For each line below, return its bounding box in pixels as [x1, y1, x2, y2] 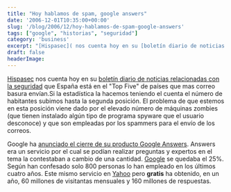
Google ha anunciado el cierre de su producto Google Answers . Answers [7, 140, 216, 148]
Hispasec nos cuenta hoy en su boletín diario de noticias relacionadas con [7, 74, 220, 83]
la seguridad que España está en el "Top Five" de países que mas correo [7, 81, 216, 90]
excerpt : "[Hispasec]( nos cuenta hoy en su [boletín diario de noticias [7, 42, 225, 49]
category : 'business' [7, 36, 70, 43]
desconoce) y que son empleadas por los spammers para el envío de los [7, 119, 215, 127]
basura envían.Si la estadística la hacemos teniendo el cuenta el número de [7, 89, 223, 97]
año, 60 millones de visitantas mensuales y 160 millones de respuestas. [7, 177, 212, 185]
